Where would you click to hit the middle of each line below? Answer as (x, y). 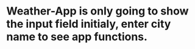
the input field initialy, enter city (89, 24)
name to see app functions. (77, 37)
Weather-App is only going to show (97, 11)
